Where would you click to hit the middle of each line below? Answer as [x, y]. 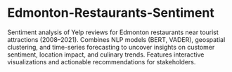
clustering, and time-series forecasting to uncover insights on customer [111, 47]
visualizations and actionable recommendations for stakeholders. [102, 62]
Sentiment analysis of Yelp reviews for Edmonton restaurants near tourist [113, 32]
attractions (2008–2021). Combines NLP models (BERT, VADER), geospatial [116, 39]
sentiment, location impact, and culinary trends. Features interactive [106, 55]
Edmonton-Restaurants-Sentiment [111, 13]
